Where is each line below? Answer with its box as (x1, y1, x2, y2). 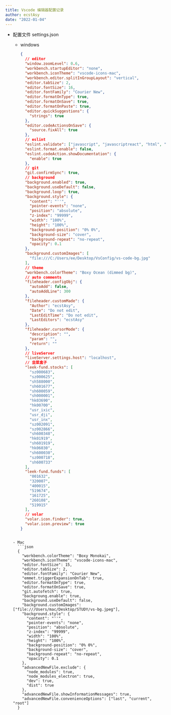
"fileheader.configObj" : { (24, 279, 82, 285)
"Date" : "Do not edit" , (30, 308, 80, 313)
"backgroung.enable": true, (22, 593, 81, 599)
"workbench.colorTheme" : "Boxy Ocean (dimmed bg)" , (24, 270, 137, 275)
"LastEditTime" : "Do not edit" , (30, 312, 98, 318)
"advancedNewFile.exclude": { (22, 664, 86, 670)
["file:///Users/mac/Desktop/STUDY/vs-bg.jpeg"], (12, 607, 121, 612)
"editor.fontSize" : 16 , (24, 85, 75, 90)
